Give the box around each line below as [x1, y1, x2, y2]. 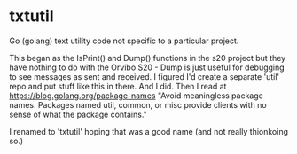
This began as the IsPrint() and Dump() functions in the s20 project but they [9, 52, 286, 63]
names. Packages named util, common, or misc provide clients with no [9, 99, 268, 110]
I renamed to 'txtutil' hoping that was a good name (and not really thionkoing [9, 126, 288, 136]
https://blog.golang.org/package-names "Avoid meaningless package [9, 90, 263, 101]
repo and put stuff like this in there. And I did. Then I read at [9, 81, 227, 91]
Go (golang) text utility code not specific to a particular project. [9, 35, 239, 46]
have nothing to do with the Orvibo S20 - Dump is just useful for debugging [9, 62, 285, 73]
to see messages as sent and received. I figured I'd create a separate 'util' [9, 71, 280, 81]
